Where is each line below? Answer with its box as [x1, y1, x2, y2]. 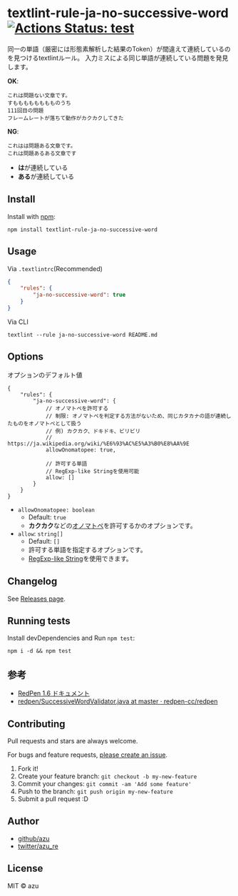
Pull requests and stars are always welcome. [7, 737, 138, 745]
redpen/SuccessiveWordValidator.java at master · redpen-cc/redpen [17, 697, 218, 706]
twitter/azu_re [17, 842, 58, 850]
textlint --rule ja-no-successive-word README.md [7, 331, 158, 338]
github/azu [17, 834, 50, 842]
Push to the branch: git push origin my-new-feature [17, 787, 173, 795]
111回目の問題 [7, 107, 44, 114]
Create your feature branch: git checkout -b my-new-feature [17, 772, 197, 780]
